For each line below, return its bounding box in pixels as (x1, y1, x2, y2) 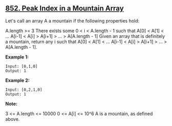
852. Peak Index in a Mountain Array (5, 4, 124, 13)
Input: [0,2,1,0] (5, 87, 43, 92)
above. (5, 116, 20, 122)
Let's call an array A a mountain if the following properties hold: (5, 17, 140, 24)
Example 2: (5, 77, 30, 83)
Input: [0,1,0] (5, 64, 38, 69)
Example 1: (5, 54, 29, 60)
